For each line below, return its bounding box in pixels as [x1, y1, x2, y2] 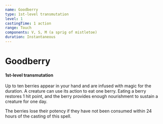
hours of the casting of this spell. [5, 113, 72, 119]
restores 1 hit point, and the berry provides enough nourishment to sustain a [5, 94, 158, 99]
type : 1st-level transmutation [5, 12, 69, 17]
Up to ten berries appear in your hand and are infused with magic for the [5, 83, 152, 89]
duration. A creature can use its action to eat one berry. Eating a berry [5, 88, 146, 94]
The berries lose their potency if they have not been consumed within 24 [5, 108, 152, 114]
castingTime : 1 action [5, 21, 51, 26]
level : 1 [5, 16, 23, 21]
